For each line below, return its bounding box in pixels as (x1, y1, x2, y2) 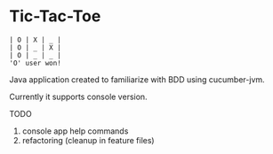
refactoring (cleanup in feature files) (21, 135, 155, 145)
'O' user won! (9, 58, 62, 67)
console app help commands (21, 126, 129, 136)
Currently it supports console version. (9, 91, 149, 102)
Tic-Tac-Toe (9, 6, 101, 27)
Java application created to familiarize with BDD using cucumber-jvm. (9, 73, 265, 85)
